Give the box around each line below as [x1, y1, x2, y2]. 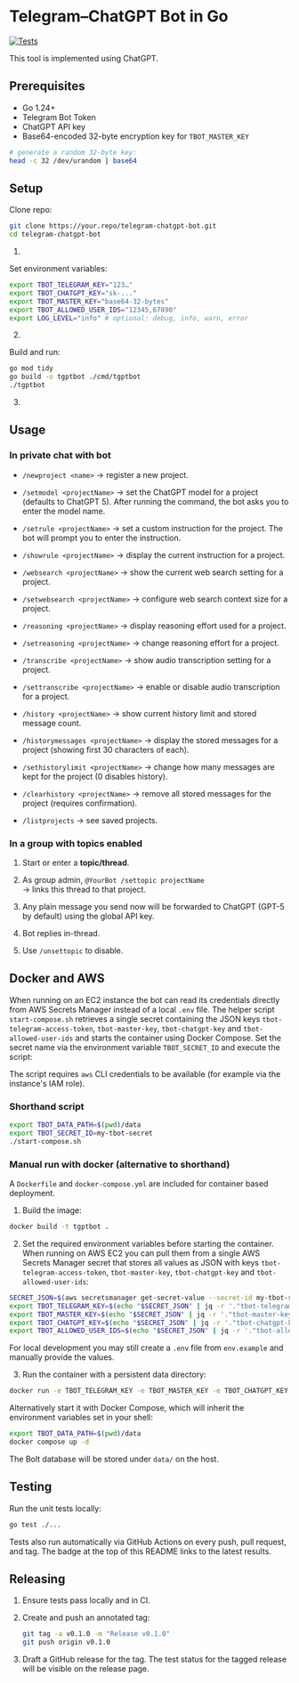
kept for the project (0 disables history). [21, 771, 168, 781]
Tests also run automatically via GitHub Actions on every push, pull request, [9, 1536, 287, 1547]
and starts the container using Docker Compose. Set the [75, 1032, 282, 1043]
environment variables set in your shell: [9, 1412, 153, 1423]
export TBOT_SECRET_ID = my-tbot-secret [9, 1129, 153, 1138]
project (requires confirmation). [21, 797, 138, 808]
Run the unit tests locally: [9, 1502, 102, 1514]
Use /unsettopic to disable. [21, 945, 124, 956]
